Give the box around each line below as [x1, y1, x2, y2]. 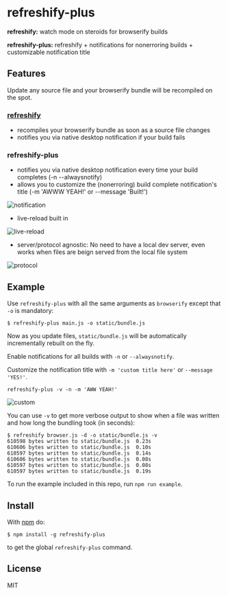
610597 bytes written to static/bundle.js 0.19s [7, 468, 152, 475]
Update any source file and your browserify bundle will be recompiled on [7, 86, 213, 94]
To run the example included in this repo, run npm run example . [7, 480, 183, 488]
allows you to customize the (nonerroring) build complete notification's [16, 180, 217, 189]
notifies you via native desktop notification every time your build [16, 166, 199, 174]
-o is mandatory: [7, 307, 54, 315]
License [7, 563, 42, 574]
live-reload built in [16, 214, 68, 223]
